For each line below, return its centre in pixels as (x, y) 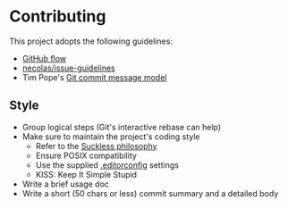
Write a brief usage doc (66, 184)
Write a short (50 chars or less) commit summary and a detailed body (150, 193)
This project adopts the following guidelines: (91, 41)
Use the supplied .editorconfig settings (107, 165)
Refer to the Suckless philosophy (96, 146)
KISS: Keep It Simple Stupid (86, 174)
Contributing (58, 17)
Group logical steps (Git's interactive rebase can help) (122, 127)
